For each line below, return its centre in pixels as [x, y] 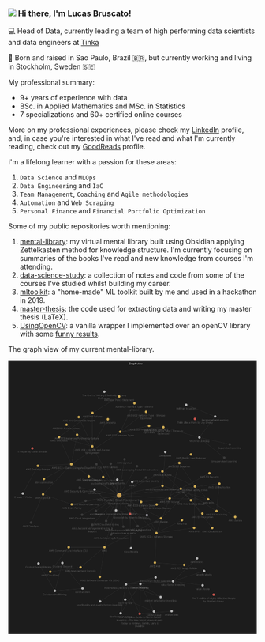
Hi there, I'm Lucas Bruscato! [75, 13]
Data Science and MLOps [58, 177]
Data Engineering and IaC [62, 186]
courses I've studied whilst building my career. [95, 284]
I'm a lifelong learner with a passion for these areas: [93, 162]
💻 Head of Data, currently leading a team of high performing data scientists [131, 31]
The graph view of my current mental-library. [81, 349]
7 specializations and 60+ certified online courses [101, 115]
